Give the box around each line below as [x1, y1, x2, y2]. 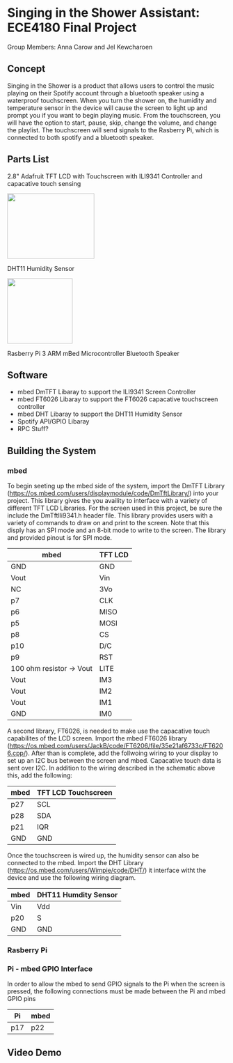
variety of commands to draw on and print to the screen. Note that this [7, 519, 210, 527]
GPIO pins [7, 995, 36, 1003]
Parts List [7, 153, 49, 165]
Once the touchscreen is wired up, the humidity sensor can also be [7, 851, 200, 860]
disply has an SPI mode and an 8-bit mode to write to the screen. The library [7, 526, 226, 534]
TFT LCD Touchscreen [37, 788, 113, 798]
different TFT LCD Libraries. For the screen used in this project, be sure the [7, 504, 223, 513]
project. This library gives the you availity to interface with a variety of [7, 497, 208, 505]
